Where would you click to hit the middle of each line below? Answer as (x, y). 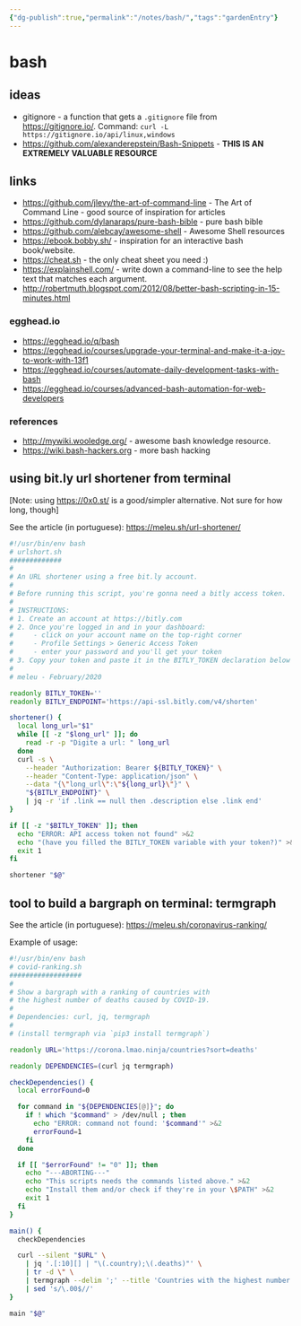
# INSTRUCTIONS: (39, 610)
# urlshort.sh (36, 552)
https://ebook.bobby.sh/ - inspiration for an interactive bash (133, 241)
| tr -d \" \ (50, 1272)
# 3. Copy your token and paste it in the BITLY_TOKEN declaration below (150, 660)
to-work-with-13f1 (56, 360)
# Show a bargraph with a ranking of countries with (110, 992)
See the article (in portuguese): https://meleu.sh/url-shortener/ (125, 527)
